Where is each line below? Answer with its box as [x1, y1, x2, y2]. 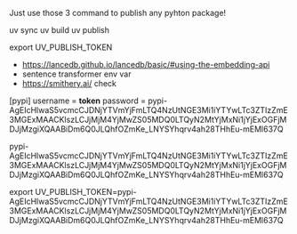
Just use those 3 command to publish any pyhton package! [9, 8, 227, 18]
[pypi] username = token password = [9, 95, 147, 106]
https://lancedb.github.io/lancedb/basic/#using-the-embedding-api [21, 60, 270, 69]
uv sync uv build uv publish [9, 25, 109, 35]
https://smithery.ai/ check [21, 78, 117, 88]
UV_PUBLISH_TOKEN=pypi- [35, 187, 137, 197]
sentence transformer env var [21, 69, 132, 79]
